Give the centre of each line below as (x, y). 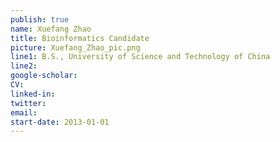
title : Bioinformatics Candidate (80, 38)
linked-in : (33, 94)
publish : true (40, 19)
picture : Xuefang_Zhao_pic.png (75, 47)
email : (24, 112)
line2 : (24, 66)
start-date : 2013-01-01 (60, 122)
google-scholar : (44, 76)
